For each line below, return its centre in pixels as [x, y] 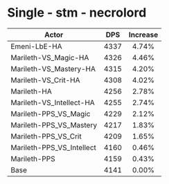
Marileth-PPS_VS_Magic [51, 113]
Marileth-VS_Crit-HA [46, 80]
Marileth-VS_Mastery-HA [53, 68]
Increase [143, 35]
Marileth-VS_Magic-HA [50, 57]
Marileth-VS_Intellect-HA [53, 102]
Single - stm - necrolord [77, 13]
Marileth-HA [31, 91]
